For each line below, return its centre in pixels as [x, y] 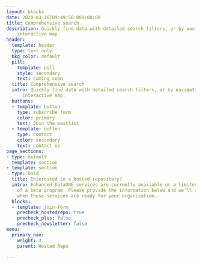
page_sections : [25, 151]
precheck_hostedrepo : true [51, 213]
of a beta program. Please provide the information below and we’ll [105, 190]
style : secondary [39, 73]
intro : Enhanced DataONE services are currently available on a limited [105, 185]
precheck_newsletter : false [52, 224]
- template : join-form [40, 207]
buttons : [23, 101]
